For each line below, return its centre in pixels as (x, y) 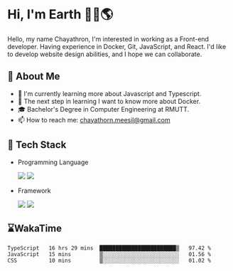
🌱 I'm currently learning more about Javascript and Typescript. (109, 93)
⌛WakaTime (35, 228)
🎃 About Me (34, 76)
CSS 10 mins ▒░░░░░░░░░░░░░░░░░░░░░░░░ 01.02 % (109, 261)
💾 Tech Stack (37, 145)
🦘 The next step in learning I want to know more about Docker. (109, 101)
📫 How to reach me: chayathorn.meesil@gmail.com (94, 119)
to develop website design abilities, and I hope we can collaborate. (105, 54)
